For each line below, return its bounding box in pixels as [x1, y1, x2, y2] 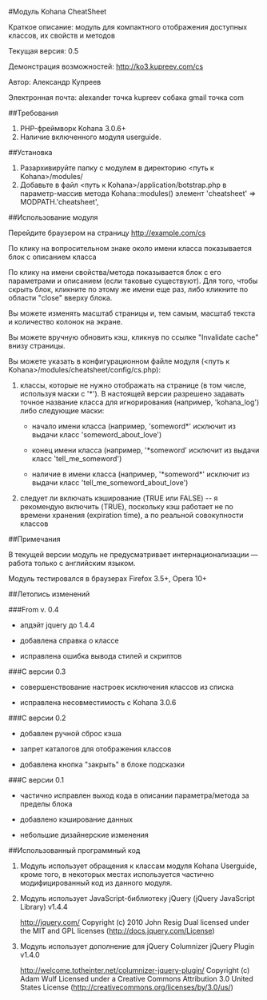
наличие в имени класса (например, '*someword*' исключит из [31, 469, 250, 479]
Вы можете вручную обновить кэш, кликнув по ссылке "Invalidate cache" [8, 333, 259, 342]
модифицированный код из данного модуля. [19, 878, 173, 887]
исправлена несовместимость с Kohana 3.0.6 [19, 698, 177, 707]
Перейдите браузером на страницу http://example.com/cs [8, 228, 206, 237]
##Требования [8, 108, 58, 118]
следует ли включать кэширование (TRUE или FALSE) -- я [19, 493, 218, 503]
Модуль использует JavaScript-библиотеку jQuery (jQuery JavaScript [19, 894, 256, 902]
